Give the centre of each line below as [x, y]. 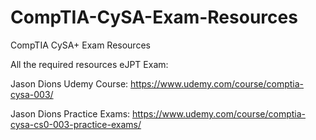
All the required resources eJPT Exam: [89, 64]
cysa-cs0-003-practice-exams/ [76, 124]
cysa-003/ [32, 94]
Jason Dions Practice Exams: [70, 113]
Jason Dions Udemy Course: [69, 83]
